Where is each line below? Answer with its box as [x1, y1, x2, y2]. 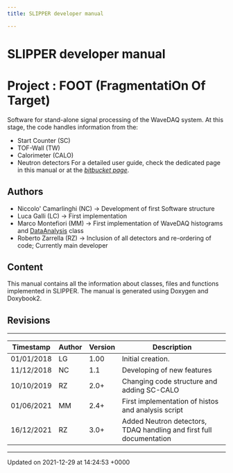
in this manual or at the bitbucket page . [17, 166, 130, 174]
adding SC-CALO [121, 386, 180, 395]
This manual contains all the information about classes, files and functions [7, 279, 219, 288]
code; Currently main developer [17, 241, 109, 250]
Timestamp [12, 343, 51, 352]
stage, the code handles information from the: [7, 123, 139, 131]
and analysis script [121, 405, 184, 415]
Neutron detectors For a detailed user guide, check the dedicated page [17, 158, 221, 166]
